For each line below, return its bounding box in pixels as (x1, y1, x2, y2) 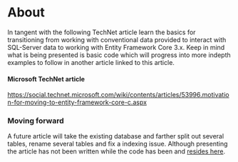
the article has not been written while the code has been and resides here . (7, 147, 226, 156)
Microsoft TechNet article (7, 74, 86, 83)
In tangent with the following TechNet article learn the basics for (7, 28, 196, 36)
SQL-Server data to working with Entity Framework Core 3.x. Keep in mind (7, 43, 225, 51)
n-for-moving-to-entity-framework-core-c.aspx (7, 98, 148, 107)
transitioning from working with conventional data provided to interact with (7, 35, 227, 44)
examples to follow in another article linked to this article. (7, 58, 175, 66)
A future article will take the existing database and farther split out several (7, 132, 224, 141)
